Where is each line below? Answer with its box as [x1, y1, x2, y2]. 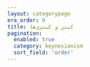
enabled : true [13, 36, 55, 43]
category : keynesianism [13, 43, 83, 50]
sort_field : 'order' [13, 50, 74, 57]
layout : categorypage [7, 10, 71, 17]
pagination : [7, 29, 42, 37]
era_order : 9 [7, 17, 46, 24]
